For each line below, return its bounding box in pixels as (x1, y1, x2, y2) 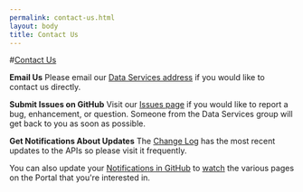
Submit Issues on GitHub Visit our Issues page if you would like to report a (9, 99, 289, 110)
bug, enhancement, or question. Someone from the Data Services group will (9, 109, 293, 120)
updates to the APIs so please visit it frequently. (9, 145, 187, 156)
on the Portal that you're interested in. (9, 172, 151, 183)
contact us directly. (9, 82, 81, 93)
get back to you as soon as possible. (9, 118, 147, 129)
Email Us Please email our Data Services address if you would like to (9, 72, 265, 83)
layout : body (9, 22, 59, 31)
